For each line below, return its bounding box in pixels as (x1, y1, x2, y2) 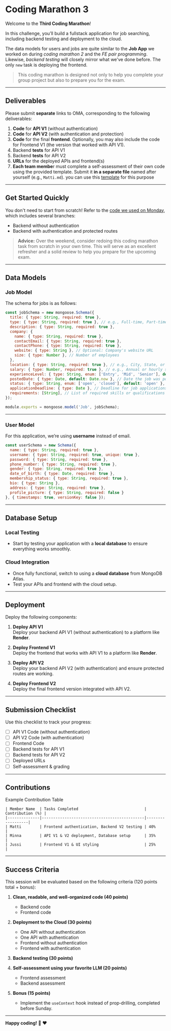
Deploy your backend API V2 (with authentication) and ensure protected (12, 665, 164, 672)
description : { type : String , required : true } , (10, 324, 115, 329)
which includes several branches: (5, 212, 76, 218)
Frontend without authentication (20, 940, 88, 946)
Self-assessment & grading (12, 763, 70, 769)
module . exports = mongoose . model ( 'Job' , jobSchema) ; (5, 404, 120, 409)
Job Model (5, 289, 32, 296)
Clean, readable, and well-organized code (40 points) (12, 894, 128, 900)
